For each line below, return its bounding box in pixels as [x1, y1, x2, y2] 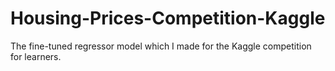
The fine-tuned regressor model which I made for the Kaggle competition [10, 40, 312, 52]
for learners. [10, 50, 62, 62]
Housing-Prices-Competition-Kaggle [10, 7, 326, 30]
